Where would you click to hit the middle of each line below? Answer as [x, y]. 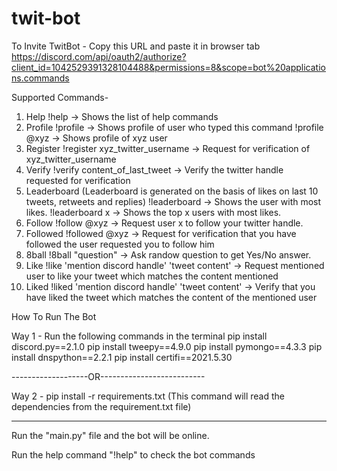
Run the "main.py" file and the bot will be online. [110, 435]
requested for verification [78, 180]
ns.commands [40, 78]
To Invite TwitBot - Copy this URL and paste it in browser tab [136, 46]
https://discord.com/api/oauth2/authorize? [99, 56]
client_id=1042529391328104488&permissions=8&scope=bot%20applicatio [168, 67]
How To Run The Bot [54, 316]
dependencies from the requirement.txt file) [101, 406]
